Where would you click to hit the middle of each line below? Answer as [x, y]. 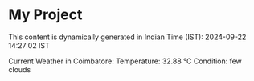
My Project [45, 15]
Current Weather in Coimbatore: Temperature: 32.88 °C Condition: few [125, 61]
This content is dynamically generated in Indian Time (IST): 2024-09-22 [127, 37]
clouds [20, 69]
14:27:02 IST [29, 45]
